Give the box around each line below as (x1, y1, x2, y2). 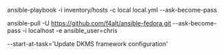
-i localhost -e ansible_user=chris (22, 27, 118, 34)
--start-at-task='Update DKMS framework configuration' (7, 40, 168, 47)
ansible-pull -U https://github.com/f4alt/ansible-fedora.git (7, 19, 172, 27)
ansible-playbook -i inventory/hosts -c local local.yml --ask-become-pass (7, 6, 217, 14)
